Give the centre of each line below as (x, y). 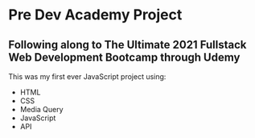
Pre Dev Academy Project (95, 15)
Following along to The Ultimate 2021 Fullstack (127, 45)
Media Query (41, 109)
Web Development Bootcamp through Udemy (124, 57)
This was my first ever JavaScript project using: (87, 77)
